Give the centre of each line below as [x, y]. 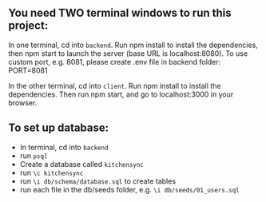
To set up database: [59, 128]
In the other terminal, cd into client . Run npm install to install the [115, 85]
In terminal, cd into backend [64, 147]
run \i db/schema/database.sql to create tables [98, 181]
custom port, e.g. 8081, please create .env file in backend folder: [115, 61]
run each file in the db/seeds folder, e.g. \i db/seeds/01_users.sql [129, 189]
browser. [23, 102]
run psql [34, 156]
